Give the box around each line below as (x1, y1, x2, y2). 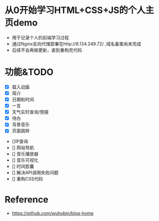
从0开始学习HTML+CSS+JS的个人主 (4, 4, 155, 16)
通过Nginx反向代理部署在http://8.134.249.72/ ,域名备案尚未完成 (11, 40, 142, 46)
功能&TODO (4, 66, 53, 78)
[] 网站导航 (11, 144, 34, 150)
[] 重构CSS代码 (11, 176, 43, 182)
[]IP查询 (11, 138, 28, 144)
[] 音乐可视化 (11, 157, 38, 163)
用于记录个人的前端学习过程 (11, 34, 69, 40)
